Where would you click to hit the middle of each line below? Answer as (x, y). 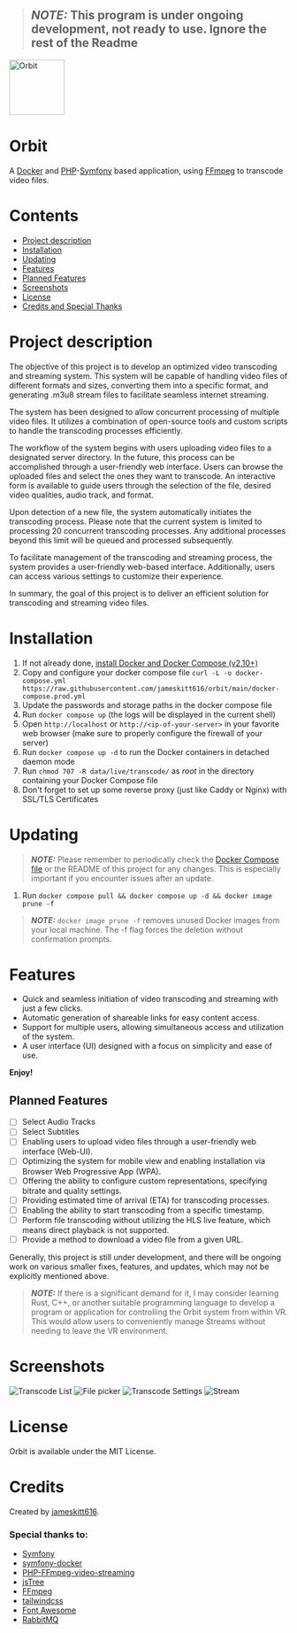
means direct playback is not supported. (95, 1229)
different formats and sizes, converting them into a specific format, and (139, 385)
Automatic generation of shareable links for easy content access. (141, 1018)
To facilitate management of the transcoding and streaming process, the (141, 557)
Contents (44, 216)
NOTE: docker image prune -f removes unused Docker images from (155, 920)
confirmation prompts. (71, 939)
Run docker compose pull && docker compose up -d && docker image (147, 895)
